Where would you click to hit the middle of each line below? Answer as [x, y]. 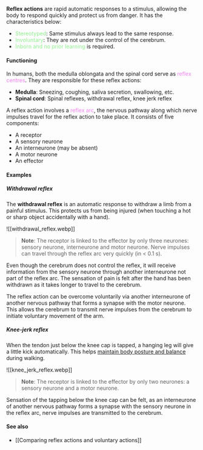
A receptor [28, 135]
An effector [29, 161]
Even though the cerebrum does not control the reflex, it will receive [91, 265]
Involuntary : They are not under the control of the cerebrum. [90, 40]
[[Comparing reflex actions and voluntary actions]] [78, 440]
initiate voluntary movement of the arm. [55, 316]
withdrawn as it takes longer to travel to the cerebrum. [74, 285]
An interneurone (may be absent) [56, 148]
